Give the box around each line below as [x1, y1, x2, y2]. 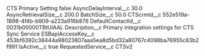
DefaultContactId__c [89, 17, 141, 25]
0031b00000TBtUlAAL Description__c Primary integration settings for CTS [6, 24, 194, 31]
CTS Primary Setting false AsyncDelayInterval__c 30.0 [6, 5, 143, 11]
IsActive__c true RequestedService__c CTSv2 [18, 43, 133, 50]
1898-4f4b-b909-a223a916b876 [6, 17, 89, 25]
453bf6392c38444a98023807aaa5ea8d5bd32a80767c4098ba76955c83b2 [6, 37, 199, 43]
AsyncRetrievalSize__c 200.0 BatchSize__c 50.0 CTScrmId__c [6, 11, 162, 18]
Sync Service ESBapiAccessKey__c [6, 30, 95, 37]
